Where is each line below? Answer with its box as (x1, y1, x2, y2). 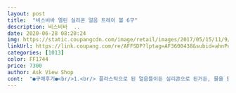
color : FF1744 (7, 56, 49, 63)
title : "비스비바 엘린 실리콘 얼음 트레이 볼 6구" (7, 17, 138, 24)
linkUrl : (7, 43, 33, 50)
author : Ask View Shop (7, 69, 74, 76)
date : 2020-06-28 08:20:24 (7, 29, 86, 37)
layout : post (7, 10, 46, 17)
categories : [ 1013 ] (7, 50, 65, 57)
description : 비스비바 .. (7, 23, 81, 30)
